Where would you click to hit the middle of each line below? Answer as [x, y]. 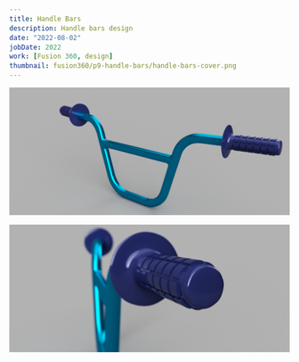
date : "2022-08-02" [45, 37]
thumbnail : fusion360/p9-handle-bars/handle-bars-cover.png [123, 66]
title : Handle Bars [45, 19]
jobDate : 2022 [36, 47]
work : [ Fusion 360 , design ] [61, 57]
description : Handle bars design [71, 28]
